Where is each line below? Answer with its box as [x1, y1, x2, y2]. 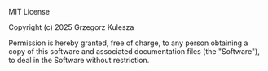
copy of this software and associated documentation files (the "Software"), [8, 47, 261, 56]
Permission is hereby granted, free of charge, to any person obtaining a [8, 38, 248, 48]
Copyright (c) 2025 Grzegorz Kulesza [8, 23, 134, 31]
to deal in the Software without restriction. [8, 56, 150, 65]
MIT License [8, 7, 51, 16]
